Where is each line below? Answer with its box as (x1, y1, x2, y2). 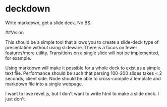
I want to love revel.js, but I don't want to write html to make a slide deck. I (5, 90, 159, 96)
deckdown (5, 3, 50, 15)
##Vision (5, 29, 24, 35)
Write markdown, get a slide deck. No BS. (5, 20, 92, 26)
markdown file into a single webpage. (5, 81, 83, 87)
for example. (5, 55, 32, 61)
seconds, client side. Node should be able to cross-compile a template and (5, 75, 161, 81)
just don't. (5, 96, 26, 102)
